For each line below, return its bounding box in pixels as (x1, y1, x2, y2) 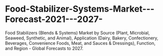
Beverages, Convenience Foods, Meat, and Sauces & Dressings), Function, (5, 40, 156, 46)
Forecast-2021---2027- (5, 14, 103, 25)
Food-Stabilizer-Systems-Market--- (5, 3, 155, 15)
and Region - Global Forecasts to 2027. (5, 45, 84, 51)
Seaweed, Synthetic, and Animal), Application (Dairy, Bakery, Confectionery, (5, 35, 159, 41)
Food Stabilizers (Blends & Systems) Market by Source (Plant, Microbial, (5, 30, 150, 36)
